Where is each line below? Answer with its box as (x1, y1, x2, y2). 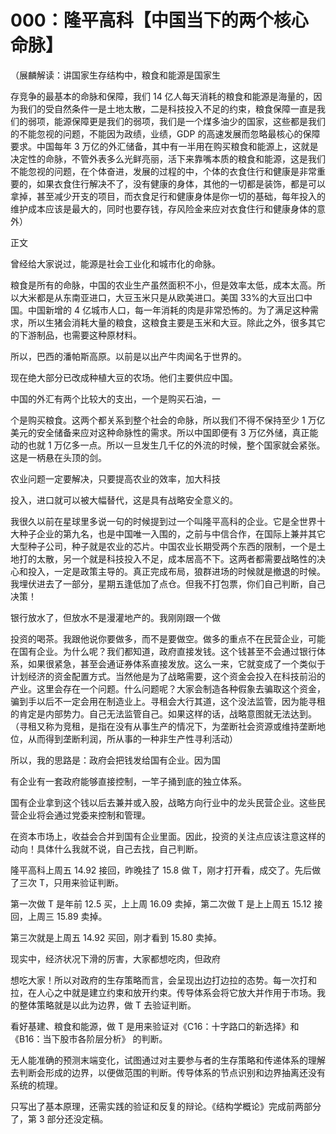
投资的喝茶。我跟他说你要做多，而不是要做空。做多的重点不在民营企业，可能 (10, 632, 326, 645)
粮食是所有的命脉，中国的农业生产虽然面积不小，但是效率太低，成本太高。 (10, 279, 317, 291)
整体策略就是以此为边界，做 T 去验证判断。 (18, 999, 197, 1011)
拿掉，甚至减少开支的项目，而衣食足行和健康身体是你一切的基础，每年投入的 (10, 190, 326, 202)
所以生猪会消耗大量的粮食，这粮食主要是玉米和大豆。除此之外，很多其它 (27, 316, 326, 328)
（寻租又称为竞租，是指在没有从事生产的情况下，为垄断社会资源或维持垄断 (10, 720, 317, 732)
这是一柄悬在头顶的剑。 (10, 451, 107, 463)
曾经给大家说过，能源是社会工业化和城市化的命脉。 (10, 257, 221, 270)
